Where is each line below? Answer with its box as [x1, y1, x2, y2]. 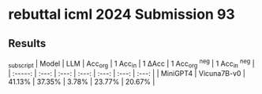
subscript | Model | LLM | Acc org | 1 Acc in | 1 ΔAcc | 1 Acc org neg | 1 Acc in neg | [8, 57, 255, 70]
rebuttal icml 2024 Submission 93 [8, 5, 235, 23]
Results [8, 37, 47, 50]
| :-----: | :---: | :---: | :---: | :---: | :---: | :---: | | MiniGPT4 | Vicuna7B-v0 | [8, 69, 246, 78]
